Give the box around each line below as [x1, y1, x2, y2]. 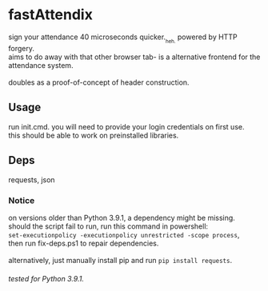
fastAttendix [8, 6, 94, 24]
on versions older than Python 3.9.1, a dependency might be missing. [8, 213, 236, 222]
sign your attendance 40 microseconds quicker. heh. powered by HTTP [8, 32, 238, 45]
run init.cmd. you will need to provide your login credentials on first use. [8, 122, 245, 131]
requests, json [8, 174, 55, 185]
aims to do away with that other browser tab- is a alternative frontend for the [8, 52, 261, 62]
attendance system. [8, 61, 74, 70]
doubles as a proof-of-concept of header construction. [8, 78, 190, 87]
